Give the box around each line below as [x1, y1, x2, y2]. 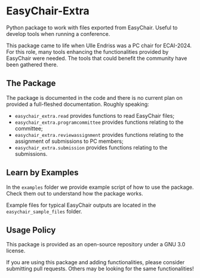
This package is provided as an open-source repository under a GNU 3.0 [6, 241, 186, 248]
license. [6, 247, 26, 255]
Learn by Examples [6, 167, 79, 178]
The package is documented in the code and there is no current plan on [6, 94, 183, 101]
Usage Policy [6, 225, 56, 235]
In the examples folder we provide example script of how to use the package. [6, 184, 194, 191]
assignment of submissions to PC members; [14, 138, 124, 145]
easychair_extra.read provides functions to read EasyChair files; [14, 112, 175, 119]
